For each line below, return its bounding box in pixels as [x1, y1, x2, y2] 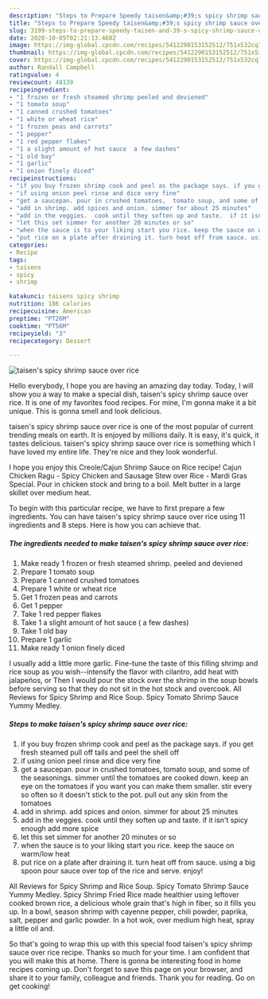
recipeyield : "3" [9, 330, 67, 338]
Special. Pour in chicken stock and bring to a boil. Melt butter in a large [9, 479, 241, 490]
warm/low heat [20, 849, 70, 859]
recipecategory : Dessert [9, 337, 91, 345]
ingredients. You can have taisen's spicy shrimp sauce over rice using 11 [9, 512, 246, 521]
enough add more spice [20, 824, 99, 833]
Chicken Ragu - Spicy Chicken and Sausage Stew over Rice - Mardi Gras [9, 471, 247, 481]
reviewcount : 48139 [9, 78, 74, 86]
